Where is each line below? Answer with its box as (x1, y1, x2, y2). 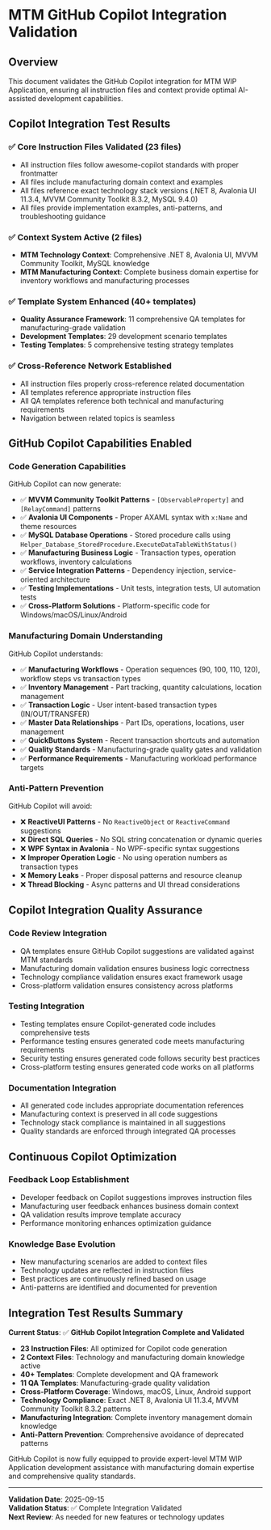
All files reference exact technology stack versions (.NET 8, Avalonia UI (19, 185, 256, 195)
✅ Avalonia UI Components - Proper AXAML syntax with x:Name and (19, 512, 248, 523)
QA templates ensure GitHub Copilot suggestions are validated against (19, 946, 255, 956)
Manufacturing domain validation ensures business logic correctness (19, 963, 250, 973)
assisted (8, 94, 36, 103)
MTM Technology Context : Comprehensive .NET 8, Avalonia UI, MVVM (19, 249, 259, 260)
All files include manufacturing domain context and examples (19, 176, 223, 187)
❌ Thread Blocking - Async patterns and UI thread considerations (19, 879, 240, 889)
